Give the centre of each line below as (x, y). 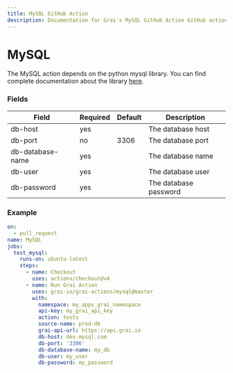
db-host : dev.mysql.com (72, 337)
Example (22, 212)
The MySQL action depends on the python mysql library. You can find (107, 74)
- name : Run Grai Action (61, 285)
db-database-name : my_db (74, 350)
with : (40, 298)
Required (95, 117)
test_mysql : (31, 253)
